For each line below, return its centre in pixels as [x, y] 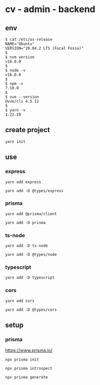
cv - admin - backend [50, 9]
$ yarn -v [15, 110]
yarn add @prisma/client [31, 214]
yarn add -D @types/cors [31, 310]
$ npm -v [14, 84]
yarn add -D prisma [25, 223]
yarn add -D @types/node [31, 255]
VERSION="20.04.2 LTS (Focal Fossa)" [44, 48]
